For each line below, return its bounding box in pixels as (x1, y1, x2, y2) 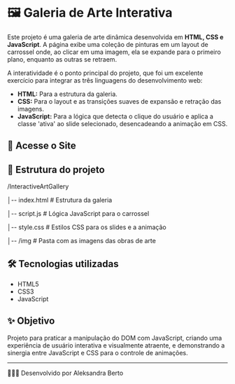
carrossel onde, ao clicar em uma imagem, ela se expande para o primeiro (7, 48, 222, 56)
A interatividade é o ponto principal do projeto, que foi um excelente (7, 69, 204, 77)
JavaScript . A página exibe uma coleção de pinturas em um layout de (7, 40, 208, 48)
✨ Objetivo (7, 315, 55, 327)
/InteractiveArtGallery (7, 182, 69, 191)
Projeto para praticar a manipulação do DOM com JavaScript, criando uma (7, 334, 222, 342)
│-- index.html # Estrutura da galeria (7, 196, 113, 205)
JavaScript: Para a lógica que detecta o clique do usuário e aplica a (17, 112, 213, 121)
